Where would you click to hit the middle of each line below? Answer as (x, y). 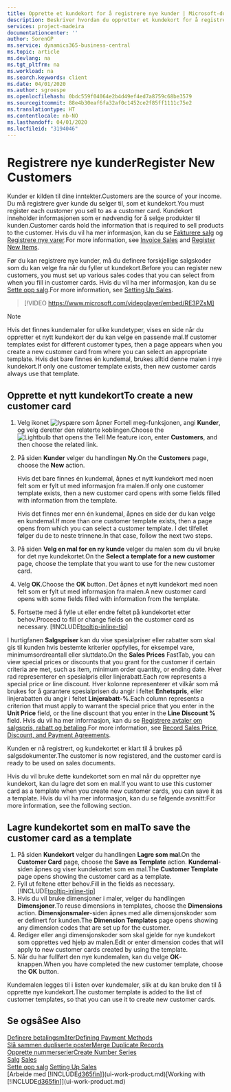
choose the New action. (51, 466)
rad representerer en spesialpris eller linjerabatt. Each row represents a (107, 677)
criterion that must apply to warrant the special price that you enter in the (111, 706)
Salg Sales (22, 1059)
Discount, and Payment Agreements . (59, 735)
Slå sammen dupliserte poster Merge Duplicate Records (85, 1045)
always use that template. (43, 374)
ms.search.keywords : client (47, 77)
